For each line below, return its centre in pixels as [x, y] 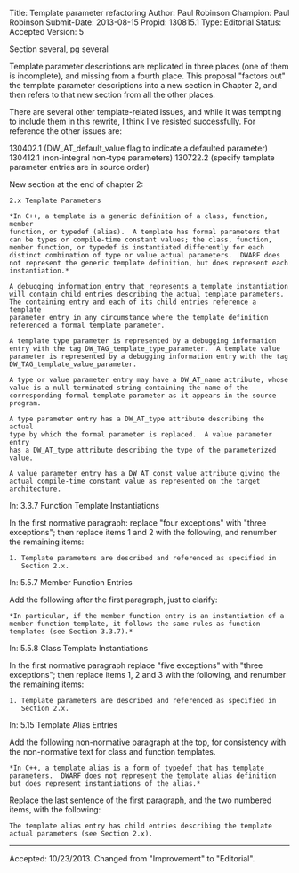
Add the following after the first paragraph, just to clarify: [113, 600]
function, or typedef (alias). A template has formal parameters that [145, 232]
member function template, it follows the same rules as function [135, 624]
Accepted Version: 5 [47, 32]
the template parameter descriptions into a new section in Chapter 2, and [143, 85]
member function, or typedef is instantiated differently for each [137, 248]
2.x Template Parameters [55, 200]
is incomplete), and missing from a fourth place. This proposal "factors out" [148, 76]
